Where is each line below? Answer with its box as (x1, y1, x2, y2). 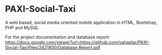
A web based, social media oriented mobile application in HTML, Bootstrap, (5, 19, 158, 25)
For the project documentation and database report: (5, 34, 110, 40)
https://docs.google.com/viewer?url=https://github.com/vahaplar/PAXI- (5, 39, 150, 45)
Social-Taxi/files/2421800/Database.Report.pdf (5, 44, 101, 50)
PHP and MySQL (5, 24, 39, 30)
